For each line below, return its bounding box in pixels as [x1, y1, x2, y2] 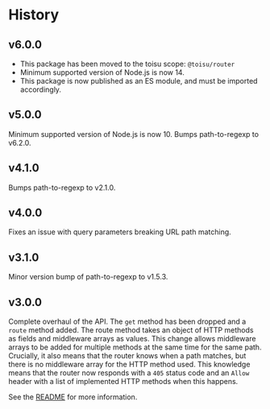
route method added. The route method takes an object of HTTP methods [8, 325, 254, 335]
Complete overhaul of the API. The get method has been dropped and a [8, 316, 247, 327]
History [8, 6, 60, 24]
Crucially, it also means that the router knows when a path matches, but [8, 351, 247, 361]
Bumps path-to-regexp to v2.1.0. [8, 183, 116, 192]
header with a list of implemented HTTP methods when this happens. [8, 377, 239, 386]
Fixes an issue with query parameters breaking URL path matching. [8, 227, 231, 237]
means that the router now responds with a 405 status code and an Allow [8, 368, 250, 378]
